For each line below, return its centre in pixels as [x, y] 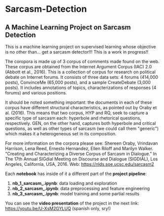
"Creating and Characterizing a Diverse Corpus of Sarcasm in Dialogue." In [81, 154]
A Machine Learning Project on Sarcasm [68, 27]
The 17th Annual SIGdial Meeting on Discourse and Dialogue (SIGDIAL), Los [82, 159]
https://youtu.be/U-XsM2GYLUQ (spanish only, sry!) [58, 208]
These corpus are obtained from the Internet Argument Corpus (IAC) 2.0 [79, 67]
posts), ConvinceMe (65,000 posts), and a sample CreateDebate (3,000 [78, 82]
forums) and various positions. [36, 93]
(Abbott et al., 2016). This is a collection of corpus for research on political [81, 72]
